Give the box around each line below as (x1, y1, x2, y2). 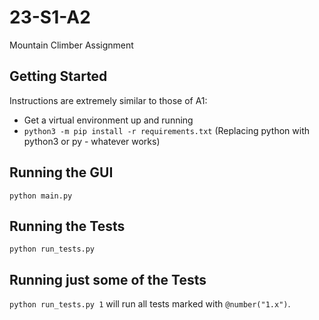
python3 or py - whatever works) (23, 135, 161, 147)
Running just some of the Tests (9, 271, 207, 288)
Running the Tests (9, 217, 126, 235)
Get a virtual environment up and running (23, 114, 194, 126)
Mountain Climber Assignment (9, 39, 134, 51)
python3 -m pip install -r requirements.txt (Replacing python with (23, 124, 311, 136)
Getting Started (9, 68, 108, 85)
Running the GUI (9, 164, 114, 181)
